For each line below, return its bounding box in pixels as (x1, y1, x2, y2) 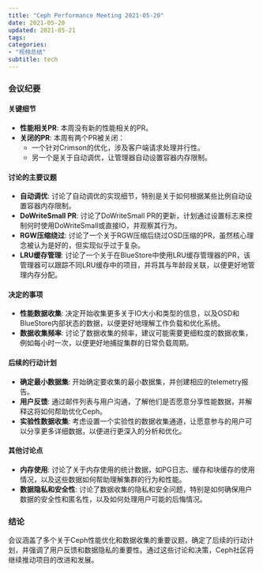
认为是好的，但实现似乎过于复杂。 (33, 241, 145, 250)
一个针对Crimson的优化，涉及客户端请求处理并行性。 (31, 143, 205, 152)
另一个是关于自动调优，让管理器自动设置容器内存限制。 (31, 153, 212, 162)
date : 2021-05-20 (8, 19, 66, 27)
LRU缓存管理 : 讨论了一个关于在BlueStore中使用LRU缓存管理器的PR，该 (19, 250, 251, 260)
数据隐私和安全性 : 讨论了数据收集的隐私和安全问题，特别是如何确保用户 (19, 484, 253, 494)
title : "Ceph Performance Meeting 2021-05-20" (8, 11, 164, 20)
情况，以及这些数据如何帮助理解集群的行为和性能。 (19, 474, 186, 484)
